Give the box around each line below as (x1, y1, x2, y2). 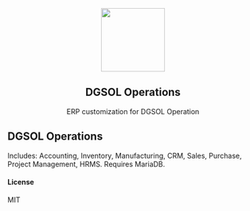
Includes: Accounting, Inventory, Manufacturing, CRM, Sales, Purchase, (7, 151, 242, 160)
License (7, 178, 35, 187)
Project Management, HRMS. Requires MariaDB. (7, 159, 166, 169)
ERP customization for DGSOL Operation (66, 106, 200, 116)
